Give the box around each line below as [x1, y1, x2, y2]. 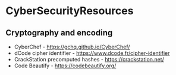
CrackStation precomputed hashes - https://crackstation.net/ [14, 56, 164, 63]
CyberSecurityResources [5, 4, 134, 18]
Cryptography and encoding [5, 28, 113, 38]
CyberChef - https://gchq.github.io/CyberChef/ [14, 43, 130, 50]
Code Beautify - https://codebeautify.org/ [14, 62, 117, 69]
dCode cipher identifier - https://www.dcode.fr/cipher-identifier [14, 50, 170, 57]
